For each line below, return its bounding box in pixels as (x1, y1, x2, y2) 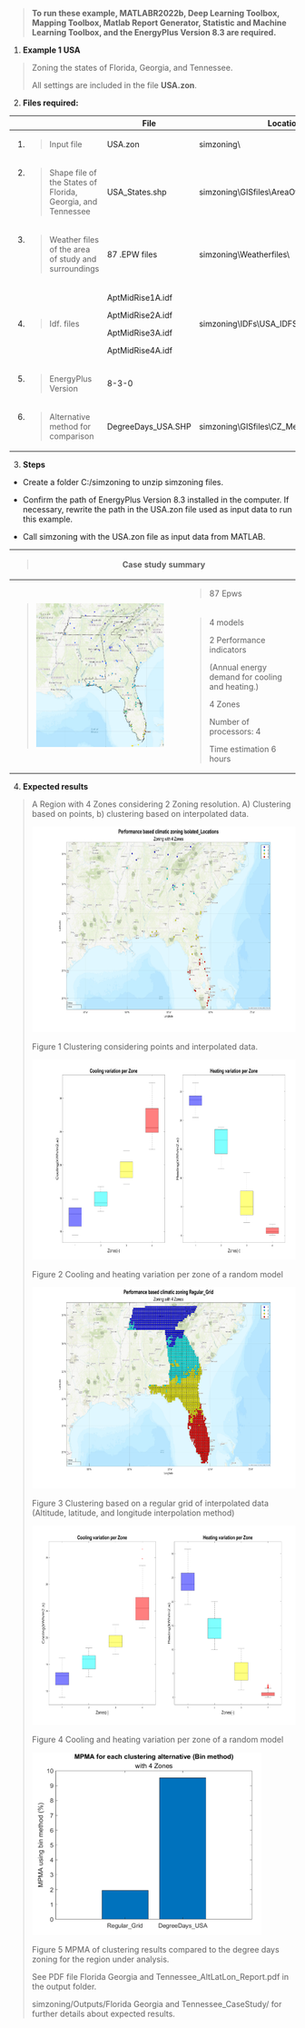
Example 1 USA (22, 45, 81, 55)
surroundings (49, 263, 100, 274)
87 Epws (209, 588, 242, 599)
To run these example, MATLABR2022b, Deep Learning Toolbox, (31, 8, 280, 18)
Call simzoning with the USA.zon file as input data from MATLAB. (22, 531, 266, 542)
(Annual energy (209, 661, 268, 672)
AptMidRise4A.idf (106, 344, 172, 355)
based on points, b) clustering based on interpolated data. (31, 809, 250, 819)
